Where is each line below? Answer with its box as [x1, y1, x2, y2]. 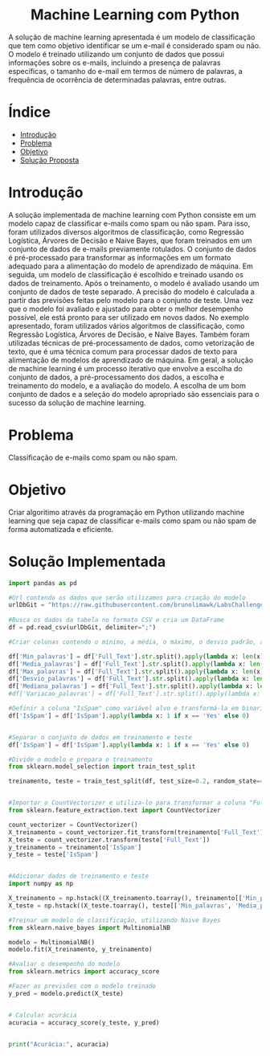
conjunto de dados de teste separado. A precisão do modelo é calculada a [8, 287, 255, 297]
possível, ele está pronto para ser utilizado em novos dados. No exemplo [8, 312, 249, 322]
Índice [8, 103, 51, 121]
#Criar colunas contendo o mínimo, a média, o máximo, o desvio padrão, [8, 637, 257, 646]
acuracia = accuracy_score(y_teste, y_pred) [8, 1018, 160, 1026]
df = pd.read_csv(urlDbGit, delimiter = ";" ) [8, 624, 157, 632]
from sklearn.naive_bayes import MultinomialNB [8, 923, 171, 931]
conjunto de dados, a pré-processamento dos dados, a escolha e [8, 372, 225, 382]
